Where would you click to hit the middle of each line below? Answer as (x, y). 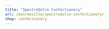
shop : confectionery (26, 19)
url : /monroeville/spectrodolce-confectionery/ (55, 14)
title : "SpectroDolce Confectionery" (44, 10)
